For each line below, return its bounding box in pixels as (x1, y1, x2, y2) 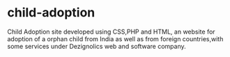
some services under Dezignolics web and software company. (7, 42, 186, 50)
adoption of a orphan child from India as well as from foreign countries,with (7, 34, 224, 43)
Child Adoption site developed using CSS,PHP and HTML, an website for (7, 27, 215, 36)
